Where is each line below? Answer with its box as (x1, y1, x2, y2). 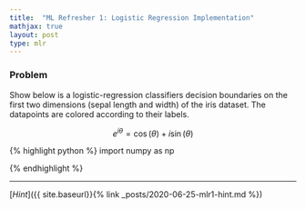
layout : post (9, 30, 59, 39)
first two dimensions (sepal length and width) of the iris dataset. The (9, 99, 266, 110)
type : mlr (9, 38, 47, 48)
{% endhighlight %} (9, 163, 84, 174)
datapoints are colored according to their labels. (9, 108, 189, 119)
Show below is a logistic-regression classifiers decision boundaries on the (9, 89, 289, 100)
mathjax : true (9, 22, 64, 31)
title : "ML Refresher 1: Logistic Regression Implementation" (9, 13, 255, 23)
